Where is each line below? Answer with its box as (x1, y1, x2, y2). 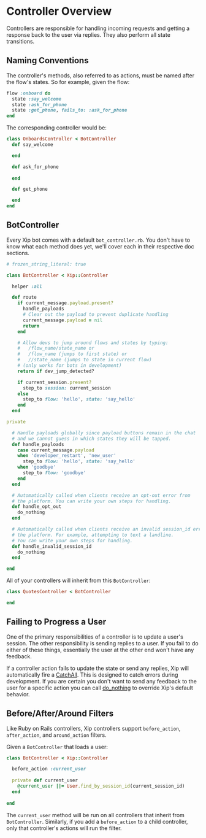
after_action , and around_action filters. (6, 731, 107, 739)
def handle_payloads (12, 441, 64, 447)
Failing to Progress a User (6, 617, 107, 627)
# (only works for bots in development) (17, 363, 122, 369)
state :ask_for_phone (12, 101, 67, 108)
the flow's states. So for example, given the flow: (6, 78, 130, 85)
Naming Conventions (6, 55, 89, 66)
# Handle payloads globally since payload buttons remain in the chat (12, 429, 196, 436)
